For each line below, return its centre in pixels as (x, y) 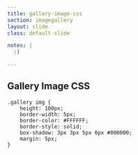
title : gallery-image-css (45, 14)
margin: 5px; (39, 139)
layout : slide (28, 26)
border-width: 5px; (48, 114)
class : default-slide (39, 33)
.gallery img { (29, 102)
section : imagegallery (40, 20)
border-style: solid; (51, 127)
